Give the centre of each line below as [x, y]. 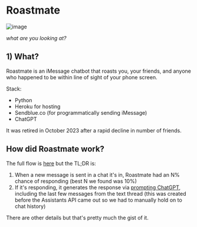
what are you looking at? [36, 38]
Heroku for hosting [37, 106]
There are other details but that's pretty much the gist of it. [77, 218]
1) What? [23, 57]
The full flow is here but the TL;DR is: [51, 163]
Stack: [14, 89]
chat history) [30, 206]
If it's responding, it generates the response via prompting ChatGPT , [98, 187]
